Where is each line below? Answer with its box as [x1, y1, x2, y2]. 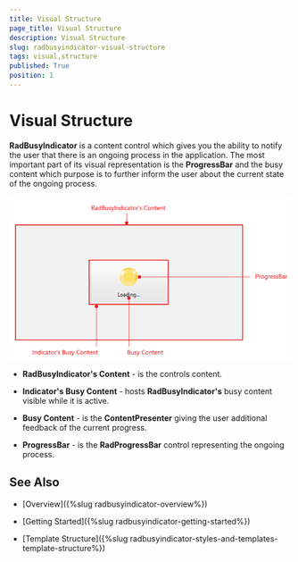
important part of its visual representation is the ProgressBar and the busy [9, 159, 284, 170]
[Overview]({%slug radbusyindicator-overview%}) [21, 499, 208, 509]
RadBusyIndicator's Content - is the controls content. [21, 369, 223, 380]
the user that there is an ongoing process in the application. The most [9, 149, 265, 160]
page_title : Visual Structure [9, 23, 122, 33]
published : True [9, 62, 70, 71]
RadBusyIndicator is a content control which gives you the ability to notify [9, 139, 283, 151]
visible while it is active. [21, 396, 110, 407]
